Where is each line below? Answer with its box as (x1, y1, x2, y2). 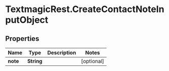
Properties (5, 34, 39, 43)
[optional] (80, 58, 105, 64)
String (27, 58, 43, 64)
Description (47, 49, 76, 56)
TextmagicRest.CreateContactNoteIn (5, 4, 164, 15)
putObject (5, 14, 49, 26)
